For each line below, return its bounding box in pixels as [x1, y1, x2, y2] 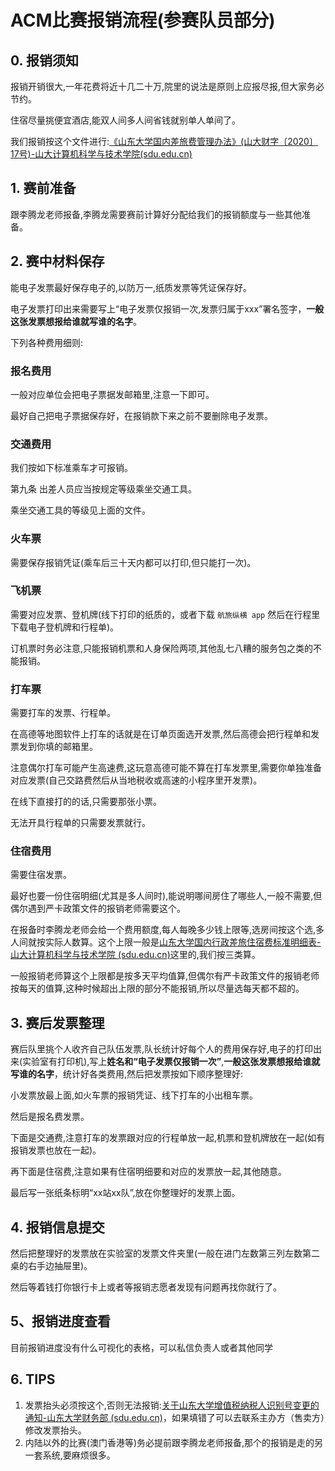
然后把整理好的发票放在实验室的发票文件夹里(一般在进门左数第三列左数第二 [10, 1247, 321, 1260]
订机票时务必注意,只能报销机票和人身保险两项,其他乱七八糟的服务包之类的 [10, 642, 314, 654]
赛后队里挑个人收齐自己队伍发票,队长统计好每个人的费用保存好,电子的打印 [10, 1043, 314, 1055]
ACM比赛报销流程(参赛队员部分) [10, 9, 276, 32]
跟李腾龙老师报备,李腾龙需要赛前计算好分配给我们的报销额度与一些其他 [10, 208, 303, 220]
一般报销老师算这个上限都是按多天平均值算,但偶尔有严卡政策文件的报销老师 [10, 970, 320, 982]
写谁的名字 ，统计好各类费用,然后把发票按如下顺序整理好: [10, 1068, 244, 1080]
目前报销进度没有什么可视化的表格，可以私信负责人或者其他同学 [10, 1341, 273, 1353]
